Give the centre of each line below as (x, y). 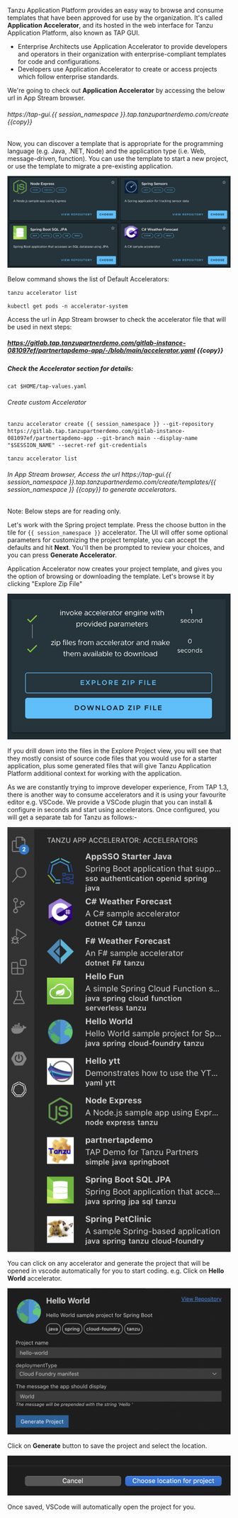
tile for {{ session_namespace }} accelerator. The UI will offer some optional (118, 533)
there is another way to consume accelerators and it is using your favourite (117, 794)
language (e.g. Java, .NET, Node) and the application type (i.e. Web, (107, 151)
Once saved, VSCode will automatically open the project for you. (102, 1507)
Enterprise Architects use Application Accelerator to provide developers (123, 46)
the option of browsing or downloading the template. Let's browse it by (111, 576)
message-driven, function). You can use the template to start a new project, (118, 159)
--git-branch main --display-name (147, 439)
